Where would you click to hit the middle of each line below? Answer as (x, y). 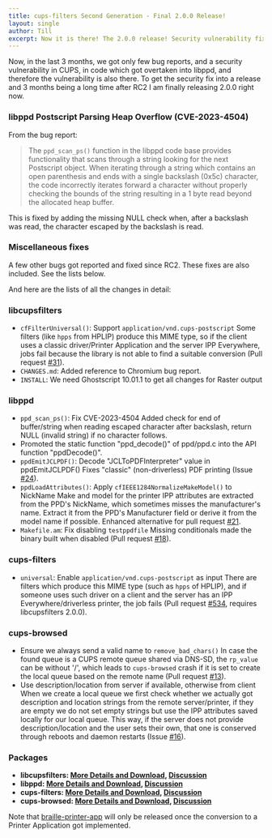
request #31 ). (42, 362)
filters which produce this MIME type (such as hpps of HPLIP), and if (133, 586)
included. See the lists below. (57, 273)
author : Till (30, 31)
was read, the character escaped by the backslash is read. (106, 226)
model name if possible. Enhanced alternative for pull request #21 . (130, 522)
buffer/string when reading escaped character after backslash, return (136, 427)
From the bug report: (43, 135)
